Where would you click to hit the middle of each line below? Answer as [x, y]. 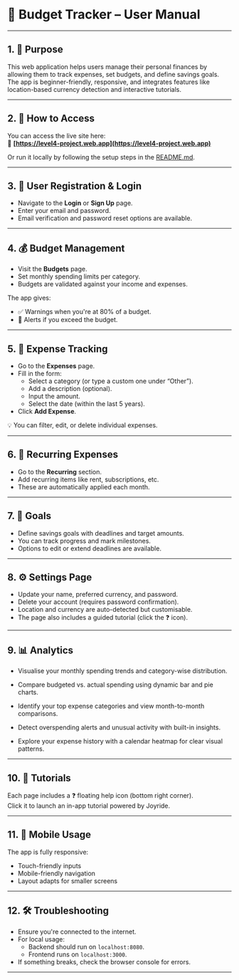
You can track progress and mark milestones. [84, 541]
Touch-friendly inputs [49, 865]
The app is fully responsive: [48, 852]
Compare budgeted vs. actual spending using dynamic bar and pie [115, 685]
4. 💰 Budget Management [66, 248]
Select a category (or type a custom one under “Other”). [111, 381]
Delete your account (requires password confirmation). [98, 602]
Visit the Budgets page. [52, 269]
